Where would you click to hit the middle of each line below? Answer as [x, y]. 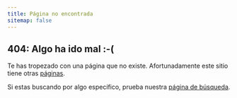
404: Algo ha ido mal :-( [61, 49]
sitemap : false [30, 20]
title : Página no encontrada [50, 14]
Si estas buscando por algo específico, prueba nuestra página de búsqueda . [119, 87]
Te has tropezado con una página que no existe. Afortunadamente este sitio [118, 66]
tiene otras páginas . [36, 73]
